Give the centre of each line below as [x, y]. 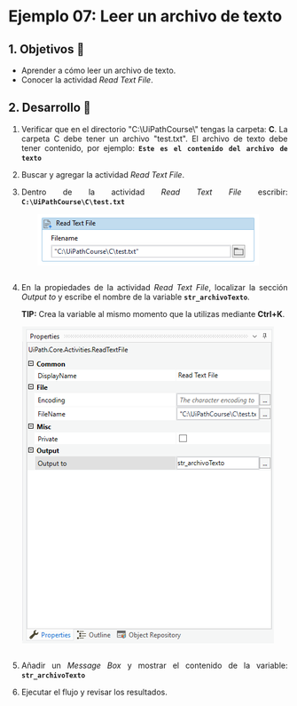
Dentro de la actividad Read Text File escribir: [154, 192]
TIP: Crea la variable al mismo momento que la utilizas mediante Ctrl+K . [153, 313]
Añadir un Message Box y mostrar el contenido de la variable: [154, 665]
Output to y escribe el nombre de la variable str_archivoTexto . [135, 297]
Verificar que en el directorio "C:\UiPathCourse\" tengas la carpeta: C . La [154, 129]
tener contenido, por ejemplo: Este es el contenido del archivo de [154, 147]
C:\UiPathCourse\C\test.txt [73, 202]
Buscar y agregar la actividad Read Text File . [103, 174]
